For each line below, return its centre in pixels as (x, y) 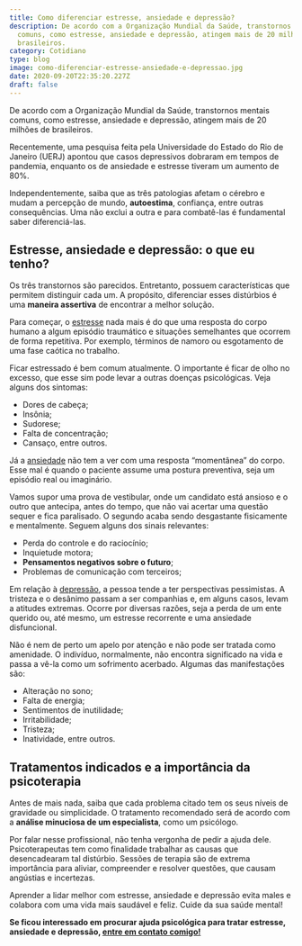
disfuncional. (33, 627)
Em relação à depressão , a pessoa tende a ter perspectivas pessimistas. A (147, 590)
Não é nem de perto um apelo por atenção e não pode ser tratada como (142, 645)
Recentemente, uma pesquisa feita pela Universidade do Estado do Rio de (147, 147)
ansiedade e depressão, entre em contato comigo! (105, 932)
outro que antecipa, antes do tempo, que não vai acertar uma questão (139, 507)
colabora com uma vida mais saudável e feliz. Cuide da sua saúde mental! (146, 905)
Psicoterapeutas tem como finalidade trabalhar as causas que (124, 849)
